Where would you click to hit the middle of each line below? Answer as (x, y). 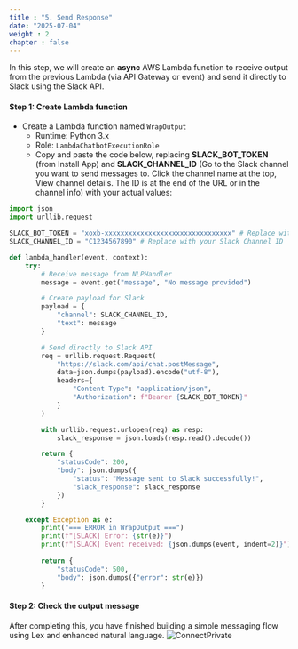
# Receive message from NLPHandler (107, 274)
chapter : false (39, 42)
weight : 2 (29, 34)
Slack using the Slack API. (57, 86)
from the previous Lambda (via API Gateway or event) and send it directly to (148, 77)
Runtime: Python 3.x (72, 136)
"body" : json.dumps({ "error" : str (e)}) (130, 577)
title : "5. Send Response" (61, 17)
